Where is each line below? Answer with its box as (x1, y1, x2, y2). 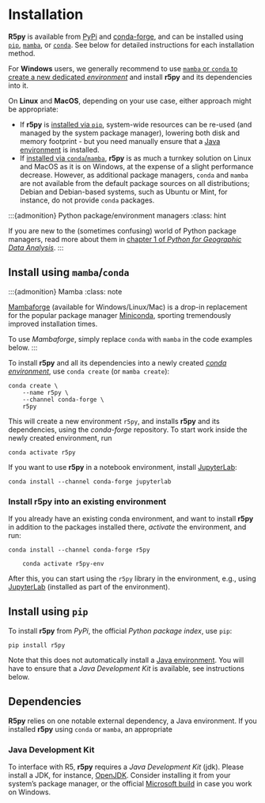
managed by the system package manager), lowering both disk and (19, 128, 240, 138)
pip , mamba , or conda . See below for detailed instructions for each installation (8, 40, 255, 49)
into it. (8, 81, 29, 90)
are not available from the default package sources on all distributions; (19, 178, 251, 187)
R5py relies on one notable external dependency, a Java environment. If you (8, 716, 257, 725)
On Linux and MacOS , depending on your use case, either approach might (8, 96, 252, 105)
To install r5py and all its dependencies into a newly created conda (8, 358, 227, 367)
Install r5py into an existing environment (8, 496, 167, 507)
